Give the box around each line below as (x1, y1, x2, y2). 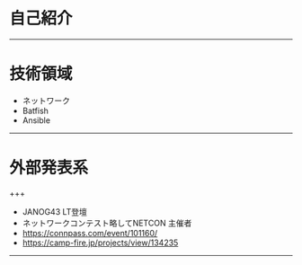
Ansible (22, 114, 51, 126)
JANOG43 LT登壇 (22, 206, 88, 216)
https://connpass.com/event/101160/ (22, 227, 158, 238)
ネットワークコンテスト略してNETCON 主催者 (22, 217, 192, 228)
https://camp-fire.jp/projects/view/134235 (22, 237, 179, 248)
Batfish (22, 105, 49, 116)
